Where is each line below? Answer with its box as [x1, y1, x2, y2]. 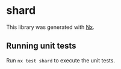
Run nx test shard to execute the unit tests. [6, 56, 116, 64]
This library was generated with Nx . [6, 23, 95, 31]
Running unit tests [6, 41, 76, 51]
